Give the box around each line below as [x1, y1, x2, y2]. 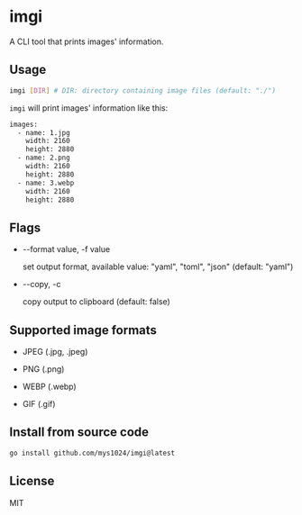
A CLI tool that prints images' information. [9, 36, 164, 47]
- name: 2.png [17, 153, 70, 163]
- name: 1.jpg [17, 128, 70, 137]
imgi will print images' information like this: [9, 102, 169, 113]
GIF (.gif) [22, 399, 56, 409]
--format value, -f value [22, 244, 111, 255]
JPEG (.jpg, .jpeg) [22, 347, 88, 357]
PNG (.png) [22, 364, 65, 375]
